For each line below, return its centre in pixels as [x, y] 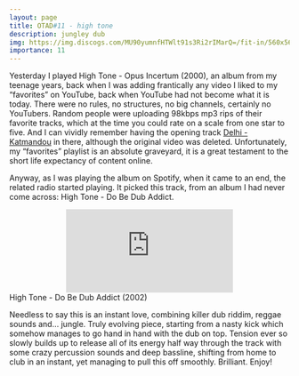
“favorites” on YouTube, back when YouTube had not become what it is [139, 95]
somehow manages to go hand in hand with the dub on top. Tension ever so [148, 333]
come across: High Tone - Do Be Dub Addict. [92, 197]
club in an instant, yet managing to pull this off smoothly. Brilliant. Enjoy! [141, 362]
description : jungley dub [57, 34]
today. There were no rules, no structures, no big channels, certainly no [140, 104]
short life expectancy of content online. [81, 161]
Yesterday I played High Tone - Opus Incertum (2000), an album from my [143, 76]
